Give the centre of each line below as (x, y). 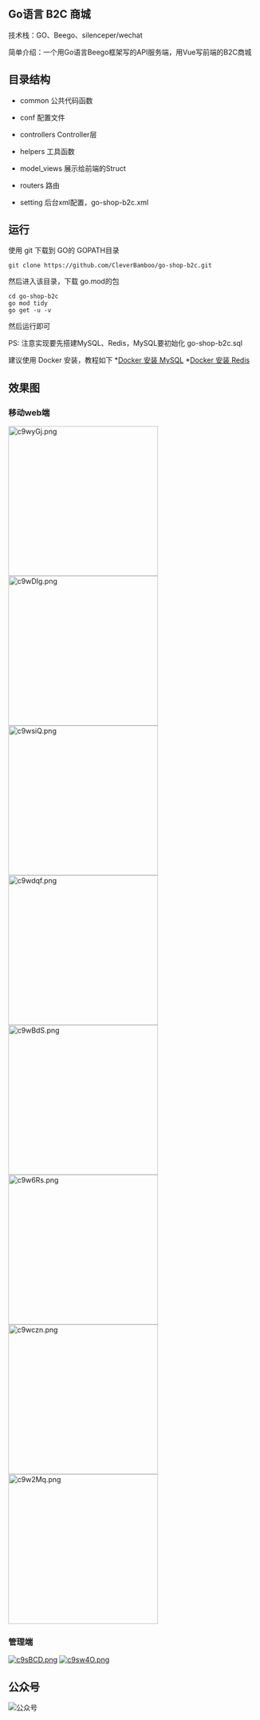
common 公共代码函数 (56, 100)
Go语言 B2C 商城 (50, 14)
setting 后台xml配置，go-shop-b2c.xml (84, 202)
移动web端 (29, 412)
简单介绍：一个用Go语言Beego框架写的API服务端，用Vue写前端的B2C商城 (130, 52)
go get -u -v (30, 311)
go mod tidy (28, 303)
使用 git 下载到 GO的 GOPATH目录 (64, 251)
